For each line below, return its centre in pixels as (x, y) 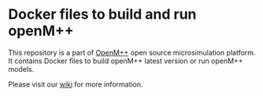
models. (21, 69)
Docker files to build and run (102, 14)
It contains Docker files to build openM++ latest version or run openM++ (126, 61)
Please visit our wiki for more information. (76, 84)
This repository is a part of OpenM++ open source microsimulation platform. (132, 52)
